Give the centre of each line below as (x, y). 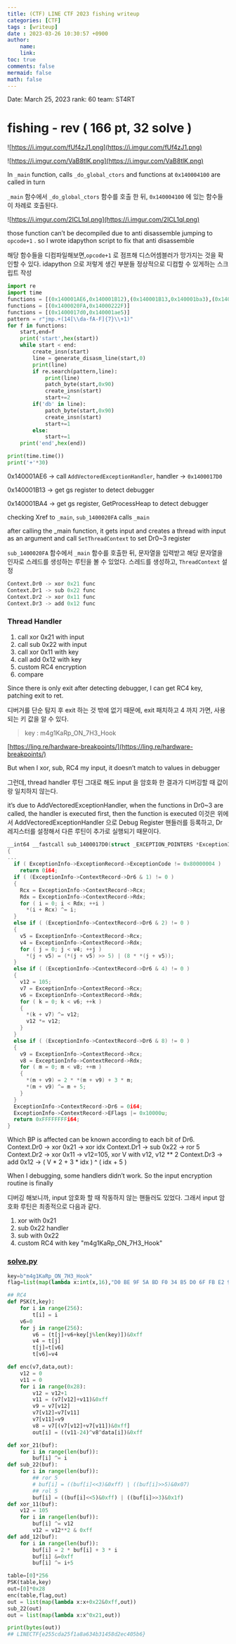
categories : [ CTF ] (34, 20)
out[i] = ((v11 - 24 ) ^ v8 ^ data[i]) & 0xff (87, 1432)
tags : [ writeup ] (33, 27)
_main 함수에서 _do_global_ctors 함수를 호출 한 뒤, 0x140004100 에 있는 (106, 197)
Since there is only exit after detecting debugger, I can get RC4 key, (105, 688)
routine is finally (31, 1183)
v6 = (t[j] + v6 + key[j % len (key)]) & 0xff (87, 1335)
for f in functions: (38, 326)
